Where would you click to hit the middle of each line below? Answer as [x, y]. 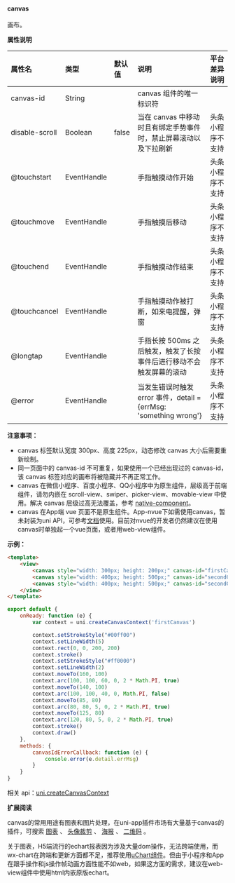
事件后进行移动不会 [169, 362]
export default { [33, 609]
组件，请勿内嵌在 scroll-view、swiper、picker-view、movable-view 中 [119, 494]
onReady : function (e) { [56, 616]
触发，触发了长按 [172, 351]
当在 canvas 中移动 [169, 117]
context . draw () [55, 733]
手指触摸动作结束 [165, 267]
